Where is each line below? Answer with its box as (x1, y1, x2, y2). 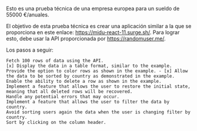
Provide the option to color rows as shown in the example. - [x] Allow (6, 68, 188, 74)
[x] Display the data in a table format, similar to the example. (6, 63, 172, 69)
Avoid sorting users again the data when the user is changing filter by (6, 109, 191, 115)
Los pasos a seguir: (6, 46, 54, 53)
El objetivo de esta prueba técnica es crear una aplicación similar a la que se (6, 23, 192, 29)
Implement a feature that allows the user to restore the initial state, (6, 83, 191, 89)
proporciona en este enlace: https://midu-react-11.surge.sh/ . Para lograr (6, 29, 180, 36)
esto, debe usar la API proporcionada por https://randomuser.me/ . (6, 35, 166, 42)
